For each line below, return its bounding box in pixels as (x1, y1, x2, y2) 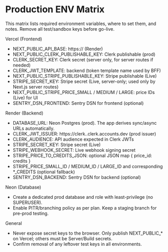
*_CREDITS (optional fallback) (12, 169, 75, 175)
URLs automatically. (12, 125, 55, 131)
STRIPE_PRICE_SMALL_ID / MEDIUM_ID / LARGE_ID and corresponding (12, 163, 163, 169)
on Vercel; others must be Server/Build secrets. (12, 235, 112, 241)
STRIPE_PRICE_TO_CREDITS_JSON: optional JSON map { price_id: (12, 152, 152, 158)
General (5, 220, 22, 226)
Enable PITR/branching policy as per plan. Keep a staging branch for (12, 204, 157, 211)
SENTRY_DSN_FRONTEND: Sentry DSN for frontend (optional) (12, 100, 144, 106)
